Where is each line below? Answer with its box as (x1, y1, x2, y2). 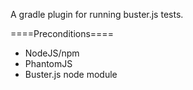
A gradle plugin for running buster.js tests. (10, 9, 184, 20)
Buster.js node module (24, 69, 118, 80)
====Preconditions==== (10, 28, 114, 39)
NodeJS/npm (24, 47, 80, 59)
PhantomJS (24, 58, 73, 69)
